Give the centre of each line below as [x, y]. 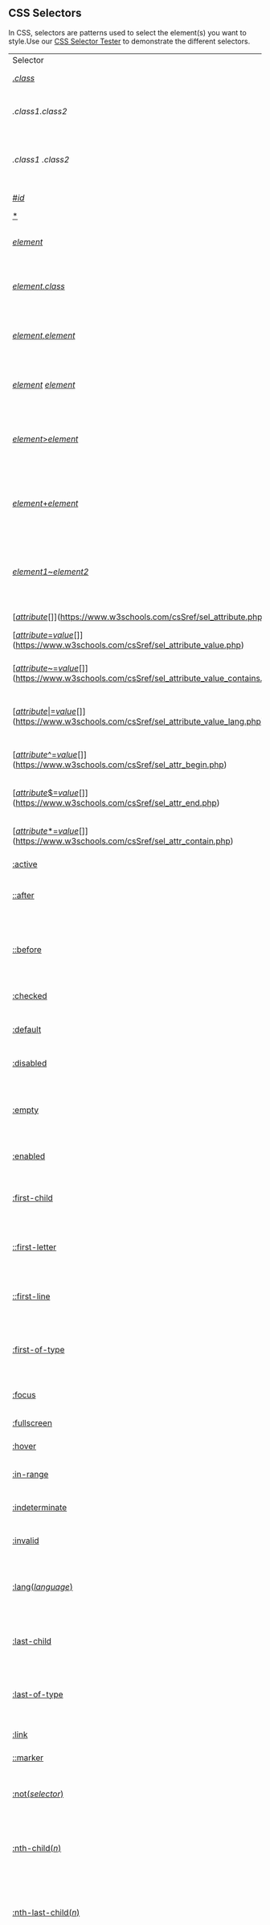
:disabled [30, 1063]
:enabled [29, 1156]
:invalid [26, 1541]
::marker [28, 1758]
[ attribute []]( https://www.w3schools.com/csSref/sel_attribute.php [137, 617]
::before [27, 950]
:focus [24, 1394]
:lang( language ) [43, 1586]
